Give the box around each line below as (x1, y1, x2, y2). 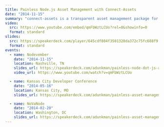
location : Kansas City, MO (14, 88, 69, 93)
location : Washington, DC (14, 110, 67, 115)
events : (5, 48, 21, 52)
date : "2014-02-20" (14, 106, 54, 111)
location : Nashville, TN (14, 61, 64, 66)
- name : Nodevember (9, 52, 49, 57)
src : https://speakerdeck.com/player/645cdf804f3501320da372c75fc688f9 (9, 39, 159, 44)
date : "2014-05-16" (14, 83, 54, 88)
